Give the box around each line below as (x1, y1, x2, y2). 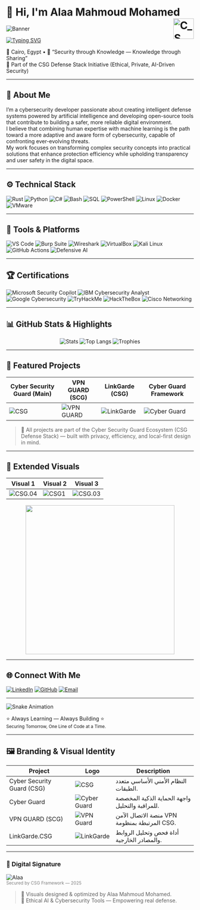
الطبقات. (115, 784, 138, 793)
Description (136, 767, 171, 775)
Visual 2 (42, 479, 67, 488)
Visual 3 (74, 479, 99, 488)
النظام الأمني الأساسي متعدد (115, 777, 187, 785)
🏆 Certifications (6, 270, 70, 280)
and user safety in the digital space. (6, 156, 94, 163)
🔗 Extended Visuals (6, 462, 80, 472)
